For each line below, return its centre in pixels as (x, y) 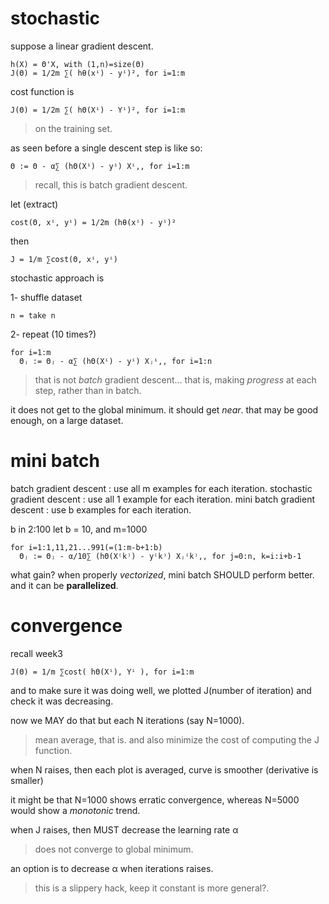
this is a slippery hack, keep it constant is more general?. (152, 888)
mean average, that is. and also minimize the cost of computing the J (177, 739)
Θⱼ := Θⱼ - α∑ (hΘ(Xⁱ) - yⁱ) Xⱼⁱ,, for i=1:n (116, 361)
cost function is (42, 91)
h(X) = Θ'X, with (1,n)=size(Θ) (77, 64)
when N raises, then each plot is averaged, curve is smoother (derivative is (164, 769)
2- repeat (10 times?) (53, 334)
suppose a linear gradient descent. (82, 46)
